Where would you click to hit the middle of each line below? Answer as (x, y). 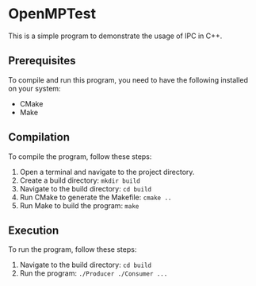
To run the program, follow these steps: (73, 249)
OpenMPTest (52, 14)
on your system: (34, 88)
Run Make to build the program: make (79, 205)
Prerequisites (42, 61)
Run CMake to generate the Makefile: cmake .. (96, 197)
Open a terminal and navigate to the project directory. (107, 172)
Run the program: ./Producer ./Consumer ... (94, 273)
